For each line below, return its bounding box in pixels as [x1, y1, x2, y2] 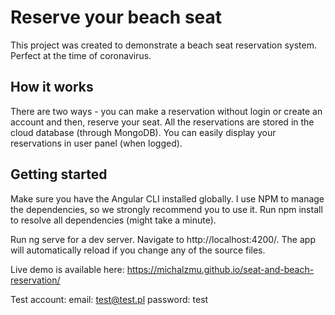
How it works [10, 79, 94, 96]
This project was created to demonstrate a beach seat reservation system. [10, 39, 317, 51]
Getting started [10, 166, 108, 183]
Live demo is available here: [10, 263, 125, 275]
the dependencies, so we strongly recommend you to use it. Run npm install [10, 203, 323, 215]
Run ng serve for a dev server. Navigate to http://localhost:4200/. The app [10, 233, 316, 245]
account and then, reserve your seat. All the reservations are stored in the [10, 116, 315, 128]
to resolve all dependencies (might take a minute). [10, 214, 217, 226]
